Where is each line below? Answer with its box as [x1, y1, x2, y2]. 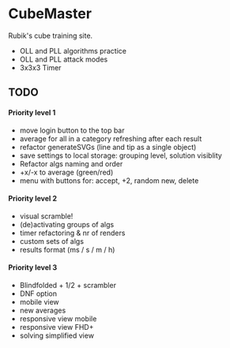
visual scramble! [19, 211, 74, 221]
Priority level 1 [8, 107, 56, 117]
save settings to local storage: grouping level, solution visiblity [19, 151, 223, 160]
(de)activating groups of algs [19, 219, 115, 229]
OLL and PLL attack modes [19, 54, 108, 64]
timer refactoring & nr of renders [19, 228, 126, 238]
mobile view [19, 297, 59, 306]
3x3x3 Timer [19, 62, 62, 72]
